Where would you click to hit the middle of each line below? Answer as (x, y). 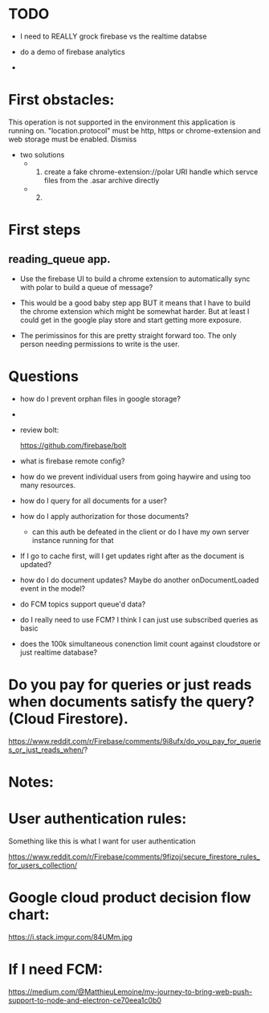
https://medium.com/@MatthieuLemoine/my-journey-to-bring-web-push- (130, 991)
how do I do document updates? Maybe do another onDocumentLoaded (139, 580)
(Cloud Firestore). (68, 719)
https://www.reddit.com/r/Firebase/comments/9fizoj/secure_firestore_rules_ (134, 856)
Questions (43, 376)
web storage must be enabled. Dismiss (73, 139)
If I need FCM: (55, 970)
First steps (45, 230)
